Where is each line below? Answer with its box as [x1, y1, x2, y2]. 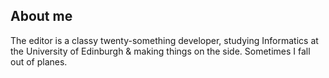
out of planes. [10, 55, 68, 68]
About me [10, 8, 73, 25]
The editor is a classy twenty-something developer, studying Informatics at [10, 34, 319, 46]
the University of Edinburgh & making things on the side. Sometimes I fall [10, 45, 311, 57]
